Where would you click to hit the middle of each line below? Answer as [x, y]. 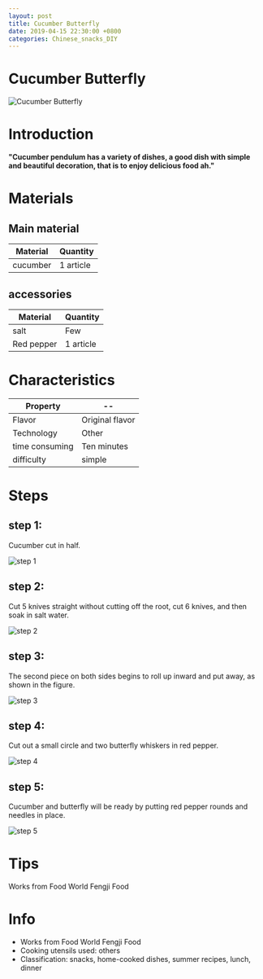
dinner [31, 968]
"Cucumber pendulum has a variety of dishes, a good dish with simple [129, 157]
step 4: [27, 726]
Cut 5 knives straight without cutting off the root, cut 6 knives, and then [128, 606]
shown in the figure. [42, 684]
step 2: [26, 587]
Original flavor [108, 419]
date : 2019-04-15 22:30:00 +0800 [65, 31]
